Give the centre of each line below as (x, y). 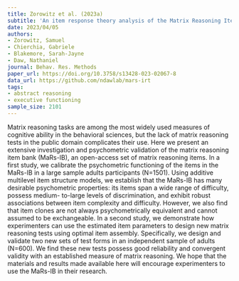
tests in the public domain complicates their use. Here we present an (108, 142)
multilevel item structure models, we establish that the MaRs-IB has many (115, 180)
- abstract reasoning (39, 93)
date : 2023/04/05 (33, 27)
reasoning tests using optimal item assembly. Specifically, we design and (115, 233)
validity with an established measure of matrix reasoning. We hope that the (117, 256)
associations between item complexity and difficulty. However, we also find (118, 203)
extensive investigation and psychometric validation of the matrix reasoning (118, 150)
